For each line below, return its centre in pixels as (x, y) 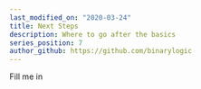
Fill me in (26, 76)
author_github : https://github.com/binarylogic (101, 51)
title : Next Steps (44, 26)
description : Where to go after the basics (93, 34)
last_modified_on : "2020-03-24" (70, 18)
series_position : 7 (46, 43)
